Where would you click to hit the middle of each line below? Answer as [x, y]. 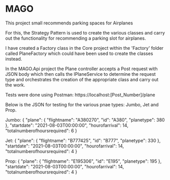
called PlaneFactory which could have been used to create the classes [79, 53]
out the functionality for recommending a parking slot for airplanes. [76, 38]
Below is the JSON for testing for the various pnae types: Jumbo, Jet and [82, 104]
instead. [14, 58]
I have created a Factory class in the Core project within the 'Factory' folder [84, 48]
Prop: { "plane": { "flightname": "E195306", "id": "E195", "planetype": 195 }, [83, 161]
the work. [15, 85]
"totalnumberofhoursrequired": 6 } [41, 131]
